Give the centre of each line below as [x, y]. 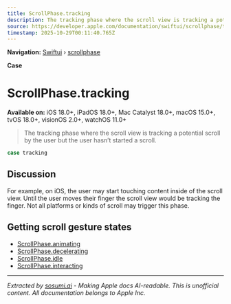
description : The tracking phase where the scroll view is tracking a [110, 20]
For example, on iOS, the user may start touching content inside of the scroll [115, 191]
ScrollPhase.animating [49, 243]
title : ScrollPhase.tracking [49, 13]
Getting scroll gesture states [69, 227]
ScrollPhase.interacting [50, 265]
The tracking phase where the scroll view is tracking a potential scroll [122, 133]
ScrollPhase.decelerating [53, 251]
